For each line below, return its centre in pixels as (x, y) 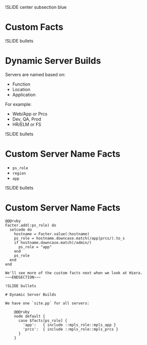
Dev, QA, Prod (26, 119)
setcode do (21, 230)
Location (21, 89)
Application (24, 95)
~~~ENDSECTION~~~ (23, 277)
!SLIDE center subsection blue (36, 7)
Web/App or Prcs (30, 114)
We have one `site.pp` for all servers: (48, 303)
